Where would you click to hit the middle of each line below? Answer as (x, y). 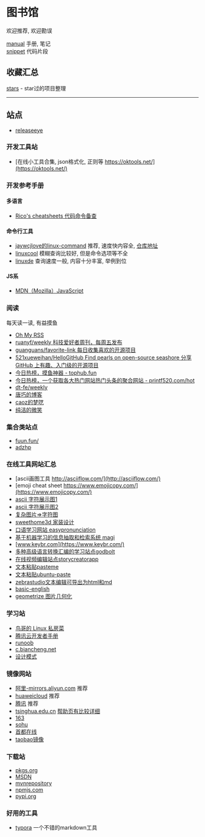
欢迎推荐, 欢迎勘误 (29, 31)
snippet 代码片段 (27, 51)
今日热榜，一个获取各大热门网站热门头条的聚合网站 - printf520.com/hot (105, 380)
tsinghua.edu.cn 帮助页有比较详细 (58, 711)
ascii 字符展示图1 (36, 499)
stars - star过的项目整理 (36, 88)
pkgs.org (26, 770)
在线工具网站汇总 (31, 464)
